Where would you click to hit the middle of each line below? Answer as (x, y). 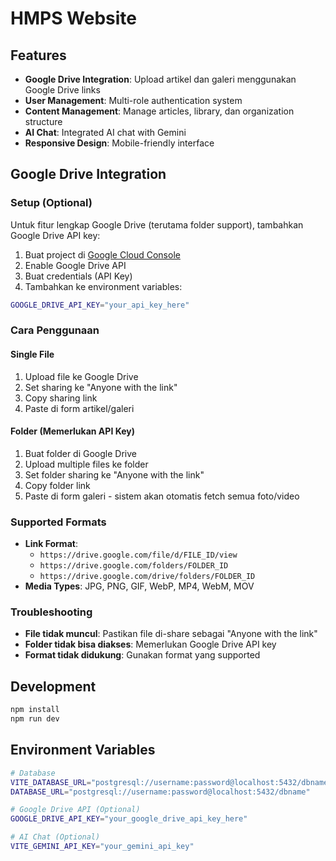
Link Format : (51, 544)
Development (53, 686)
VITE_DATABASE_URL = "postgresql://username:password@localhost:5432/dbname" (171, 782)
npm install (35, 710)
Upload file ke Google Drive (81, 376)
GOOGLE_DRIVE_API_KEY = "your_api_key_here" (100, 305)
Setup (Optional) (51, 203)
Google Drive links (62, 90)
